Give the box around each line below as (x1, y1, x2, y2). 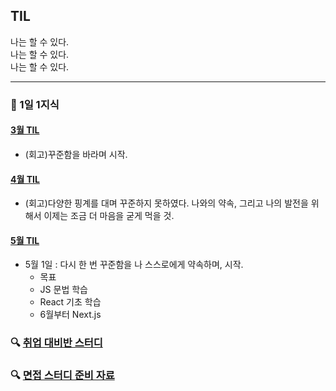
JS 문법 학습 (39, 284, 88, 296)
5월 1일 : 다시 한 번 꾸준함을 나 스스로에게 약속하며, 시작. (24, 259, 244, 271)
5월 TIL (10, 234, 40, 246)
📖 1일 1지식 (10, 97, 60, 111)
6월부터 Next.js (39, 309, 102, 321)
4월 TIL (10, 173, 40, 185)
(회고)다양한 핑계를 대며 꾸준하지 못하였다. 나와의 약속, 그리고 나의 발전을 (24, 197, 309, 209)
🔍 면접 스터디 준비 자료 (10, 369, 115, 383)
